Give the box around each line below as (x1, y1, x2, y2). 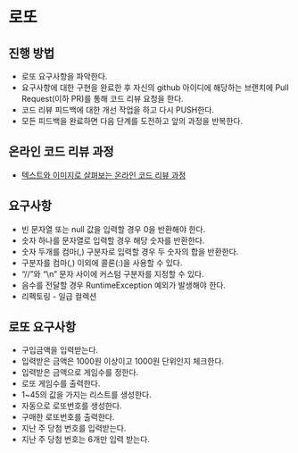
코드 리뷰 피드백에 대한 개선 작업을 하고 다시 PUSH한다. (21, 105, 215, 115)
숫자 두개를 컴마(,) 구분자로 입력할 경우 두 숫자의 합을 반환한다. (21, 246, 239, 256)
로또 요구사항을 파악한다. (21, 71, 108, 81)
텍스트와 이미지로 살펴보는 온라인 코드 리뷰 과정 (21, 170, 186, 180)
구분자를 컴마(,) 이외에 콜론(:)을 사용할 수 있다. (21, 257, 183, 268)
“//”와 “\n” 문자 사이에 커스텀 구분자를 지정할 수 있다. (21, 268, 204, 279)
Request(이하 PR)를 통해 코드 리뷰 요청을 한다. (21, 94, 184, 104)
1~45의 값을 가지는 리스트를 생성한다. (21, 390, 153, 400)
